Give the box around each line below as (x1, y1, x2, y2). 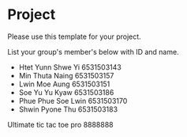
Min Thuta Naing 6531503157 (18, 70, 114, 80)
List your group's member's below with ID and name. (7, 47, 179, 56)
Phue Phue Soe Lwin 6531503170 (18, 96, 128, 105)
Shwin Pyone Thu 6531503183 (18, 105, 118, 114)
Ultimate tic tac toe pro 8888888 (7, 120, 114, 129)
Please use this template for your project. (7, 32, 141, 41)
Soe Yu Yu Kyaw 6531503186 (18, 87, 114, 97)
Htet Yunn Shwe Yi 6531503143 (18, 62, 122, 72)
